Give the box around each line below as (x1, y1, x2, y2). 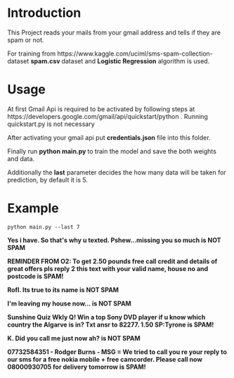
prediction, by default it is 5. (7, 175, 88, 184)
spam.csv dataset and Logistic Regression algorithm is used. (30, 56, 210, 65)
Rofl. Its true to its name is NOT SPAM (7, 285, 119, 294)
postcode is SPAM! (7, 272, 64, 280)
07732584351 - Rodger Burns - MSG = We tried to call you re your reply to (7, 347, 227, 356)
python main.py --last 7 (7, 223, 80, 230)
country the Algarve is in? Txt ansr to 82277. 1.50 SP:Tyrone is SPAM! (7, 320, 214, 329)
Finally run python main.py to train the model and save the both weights (7, 146, 216, 156)
